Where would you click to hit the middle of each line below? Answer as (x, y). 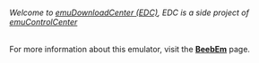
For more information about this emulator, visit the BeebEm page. (130, 50)
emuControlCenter (43, 21)
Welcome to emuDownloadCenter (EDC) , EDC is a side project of (129, 12)
